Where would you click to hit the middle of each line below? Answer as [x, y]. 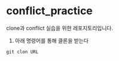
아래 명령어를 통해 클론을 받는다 [51, 40]
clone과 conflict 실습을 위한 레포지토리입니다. [60, 28]
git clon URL [22, 52]
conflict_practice [49, 11]
